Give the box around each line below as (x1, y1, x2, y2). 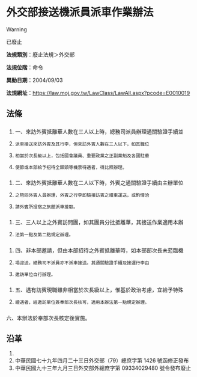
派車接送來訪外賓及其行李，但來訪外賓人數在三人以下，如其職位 (14, 141, 150, 147)
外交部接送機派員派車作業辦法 (6, 5, 154, 19)
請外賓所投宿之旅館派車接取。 (14, 204, 78, 210)
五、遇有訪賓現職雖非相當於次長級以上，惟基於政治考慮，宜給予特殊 (14, 286, 184, 293)
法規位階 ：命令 (6, 64, 43, 71)
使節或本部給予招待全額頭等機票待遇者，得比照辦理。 (14, 164, 127, 170)
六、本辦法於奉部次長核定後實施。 (6, 314, 91, 322)
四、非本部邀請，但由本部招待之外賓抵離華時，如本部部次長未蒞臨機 (14, 247, 184, 254)
